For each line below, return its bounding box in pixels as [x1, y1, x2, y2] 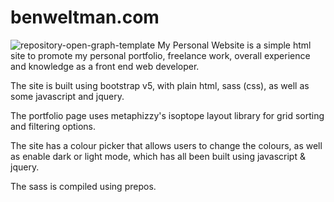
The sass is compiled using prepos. [10, 180, 157, 192]
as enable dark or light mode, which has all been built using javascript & [10, 150, 306, 162]
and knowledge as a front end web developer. [10, 60, 200, 72]
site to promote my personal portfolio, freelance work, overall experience [10, 49, 311, 61]
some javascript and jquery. [10, 90, 125, 102]
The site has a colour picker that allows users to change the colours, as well [10, 139, 323, 151]
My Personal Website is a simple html [157, 39, 312, 51]
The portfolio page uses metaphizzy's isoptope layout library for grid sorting [10, 109, 325, 121]
